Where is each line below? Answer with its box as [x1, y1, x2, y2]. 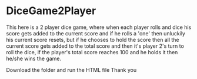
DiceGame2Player [6, 4, 96, 18]
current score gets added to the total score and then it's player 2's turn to [6, 42, 184, 50]
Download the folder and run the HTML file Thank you [6, 66, 137, 73]
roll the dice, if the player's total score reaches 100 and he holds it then [6, 48, 178, 55]
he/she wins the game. [6, 55, 62, 62]
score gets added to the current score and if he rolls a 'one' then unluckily [6, 29, 185, 37]
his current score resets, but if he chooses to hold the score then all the [6, 36, 179, 43]
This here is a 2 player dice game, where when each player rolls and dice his [6, 24, 192, 31]
